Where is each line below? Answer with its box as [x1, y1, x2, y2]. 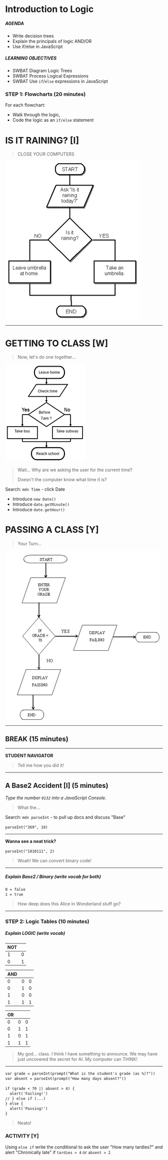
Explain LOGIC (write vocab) [5, 930, 65, 936]
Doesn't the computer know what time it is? [17, 477, 107, 483]
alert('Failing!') [9, 1091, 48, 1096]
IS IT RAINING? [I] [5, 135, 79, 146]
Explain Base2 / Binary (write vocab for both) [5, 874, 101, 880]
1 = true [5, 892, 23, 897]
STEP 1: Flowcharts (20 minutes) [5, 91, 86, 98]
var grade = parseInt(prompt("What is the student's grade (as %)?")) [5, 1071, 155, 1076]
